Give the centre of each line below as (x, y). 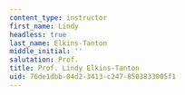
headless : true (38, 34)
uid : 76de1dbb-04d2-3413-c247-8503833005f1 (93, 77)
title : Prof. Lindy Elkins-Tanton (75, 69)
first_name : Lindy (44, 26)
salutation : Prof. (44, 60)
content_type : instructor (58, 18)
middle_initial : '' (46, 52)
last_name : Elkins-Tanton (58, 43)
